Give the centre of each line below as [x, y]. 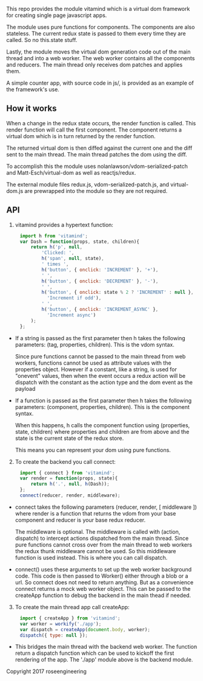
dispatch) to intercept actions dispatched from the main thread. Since [102, 538]
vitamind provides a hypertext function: [64, 225]
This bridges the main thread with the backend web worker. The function [106, 647]
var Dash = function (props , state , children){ [79, 242]
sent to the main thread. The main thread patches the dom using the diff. [97, 154]
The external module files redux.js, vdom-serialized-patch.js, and [88, 184]
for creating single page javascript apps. [57, 15]
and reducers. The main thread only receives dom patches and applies [95, 65]
